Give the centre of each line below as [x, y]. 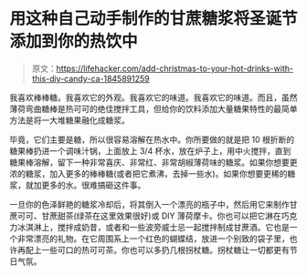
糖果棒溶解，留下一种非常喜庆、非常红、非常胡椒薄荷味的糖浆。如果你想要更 [153, 162]
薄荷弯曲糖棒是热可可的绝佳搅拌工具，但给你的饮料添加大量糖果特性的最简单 [153, 108]
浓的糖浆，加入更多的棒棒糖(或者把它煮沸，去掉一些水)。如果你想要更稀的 [148, 173]
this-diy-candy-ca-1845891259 [90, 78]
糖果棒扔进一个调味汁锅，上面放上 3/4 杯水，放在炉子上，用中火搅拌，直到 [150, 150]
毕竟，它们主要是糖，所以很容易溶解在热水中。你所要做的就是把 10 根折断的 [152, 139]
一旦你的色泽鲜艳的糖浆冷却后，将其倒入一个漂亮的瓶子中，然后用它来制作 [149, 204]
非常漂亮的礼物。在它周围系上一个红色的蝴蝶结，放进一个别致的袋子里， [153, 239]
